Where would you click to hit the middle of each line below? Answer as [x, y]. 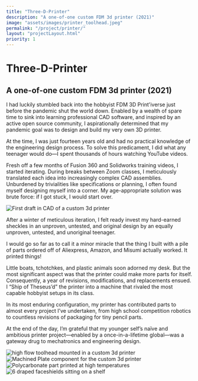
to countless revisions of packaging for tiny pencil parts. [74, 317]
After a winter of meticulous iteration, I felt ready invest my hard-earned [94, 220]
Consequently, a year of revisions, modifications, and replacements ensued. [99, 280]
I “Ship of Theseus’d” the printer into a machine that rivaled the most [90, 287]
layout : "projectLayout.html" [43, 34]
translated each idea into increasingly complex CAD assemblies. [84, 178]
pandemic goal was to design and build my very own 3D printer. [84, 130]
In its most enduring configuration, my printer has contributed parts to [91, 305]
